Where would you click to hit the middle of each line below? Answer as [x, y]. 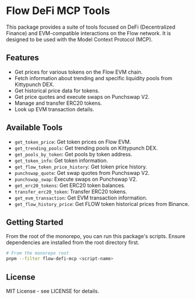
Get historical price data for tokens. [57, 90]
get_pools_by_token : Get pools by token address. [73, 154]
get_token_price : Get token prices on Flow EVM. [73, 142]
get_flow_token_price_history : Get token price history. [81, 166]
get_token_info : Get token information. [61, 160]
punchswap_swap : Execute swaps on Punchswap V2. [76, 179]
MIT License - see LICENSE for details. [53, 291]
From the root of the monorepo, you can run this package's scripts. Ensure [96, 236]
